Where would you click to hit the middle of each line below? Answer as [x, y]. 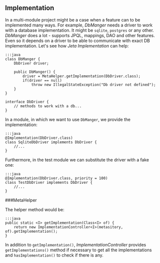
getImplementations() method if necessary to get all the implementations [79, 250]
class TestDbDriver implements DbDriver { [49, 182]
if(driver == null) [42, 80]
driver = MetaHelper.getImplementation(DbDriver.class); [81, 76]
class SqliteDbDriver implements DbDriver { [51, 142]
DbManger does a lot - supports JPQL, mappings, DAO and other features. [80, 35]
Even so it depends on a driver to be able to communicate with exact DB [78, 41]
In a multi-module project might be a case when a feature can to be [73, 20]
